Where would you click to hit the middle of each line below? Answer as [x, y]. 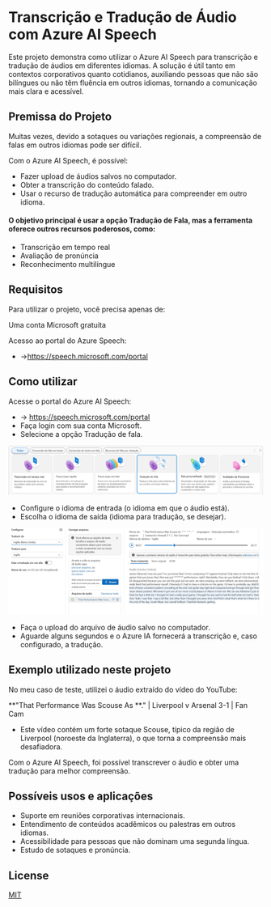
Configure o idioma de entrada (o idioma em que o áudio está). [125, 508]
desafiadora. [41, 746]
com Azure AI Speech [83, 34]
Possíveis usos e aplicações [81, 796]
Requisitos [36, 290]
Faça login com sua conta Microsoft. [81, 426]
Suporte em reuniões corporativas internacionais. [103, 816]
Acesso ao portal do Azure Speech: [68, 341]
